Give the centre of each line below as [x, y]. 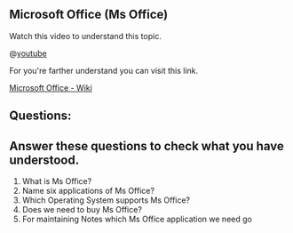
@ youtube [28, 53]
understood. [44, 160]
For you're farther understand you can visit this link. [104, 70]
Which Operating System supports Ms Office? [106, 200]
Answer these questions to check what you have [146, 146]
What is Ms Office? [57, 181]
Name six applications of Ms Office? [88, 191]
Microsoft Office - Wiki [51, 87]
